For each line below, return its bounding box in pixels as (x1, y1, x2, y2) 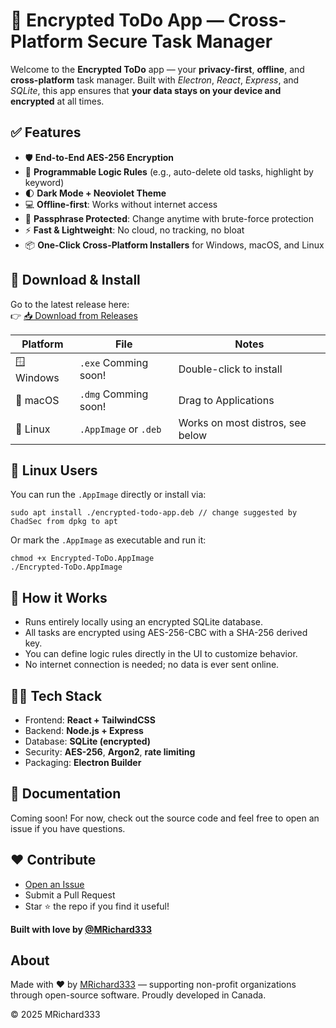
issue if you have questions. (10, 822, 126, 834)
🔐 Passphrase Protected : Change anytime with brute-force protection (24, 212, 315, 224)
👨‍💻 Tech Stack (10, 687, 103, 704)
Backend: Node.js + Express (24, 725, 144, 736)
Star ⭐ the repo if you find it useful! (24, 900, 170, 912)
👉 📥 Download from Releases (10, 309, 138, 321)
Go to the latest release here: (10, 298, 130, 310)
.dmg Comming (79, 387, 149, 401)
